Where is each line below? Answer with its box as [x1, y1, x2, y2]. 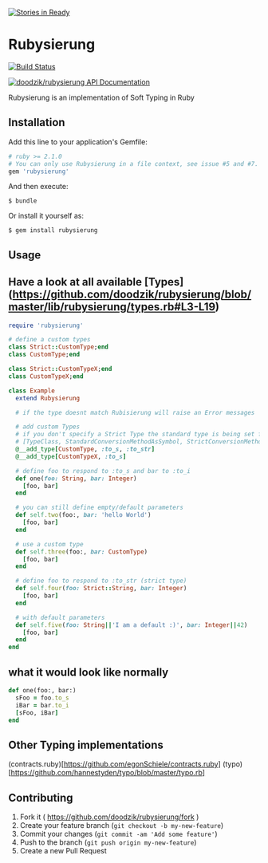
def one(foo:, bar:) [8, 687, 77, 695]
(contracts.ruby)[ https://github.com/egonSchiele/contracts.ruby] [8, 759, 221, 769]
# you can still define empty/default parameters [15, 503, 183, 512]
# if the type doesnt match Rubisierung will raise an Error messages [15, 408, 255, 416]
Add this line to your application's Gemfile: [8, 136, 148, 147]
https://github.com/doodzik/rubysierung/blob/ [12, 288, 252, 301]
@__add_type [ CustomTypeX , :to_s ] [15, 452, 127, 460]
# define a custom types [8, 336, 91, 344]
